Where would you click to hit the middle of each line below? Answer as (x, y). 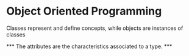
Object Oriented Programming (84, 11)
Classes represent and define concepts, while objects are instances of (95, 28)
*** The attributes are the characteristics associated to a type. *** (89, 46)
